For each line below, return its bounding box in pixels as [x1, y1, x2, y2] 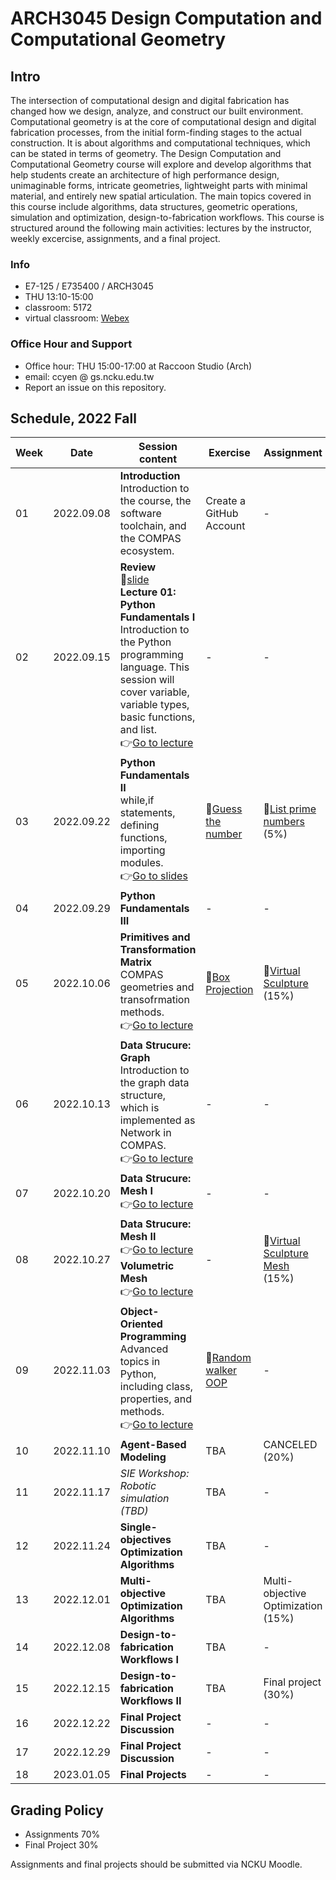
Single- [119, 1520, 158, 1534]
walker [205, 1363, 238, 1377]
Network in [119, 1126, 172, 1140]
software [119, 507, 162, 521]
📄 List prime [263, 802, 317, 816]
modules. [119, 856, 164, 870]
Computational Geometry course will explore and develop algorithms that [10, 158, 312, 170]
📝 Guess [205, 802, 243, 816]
